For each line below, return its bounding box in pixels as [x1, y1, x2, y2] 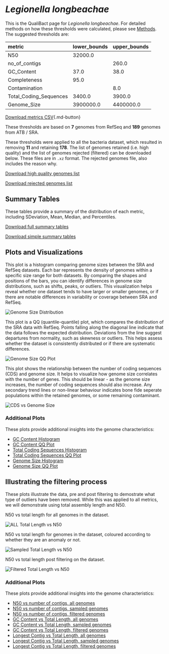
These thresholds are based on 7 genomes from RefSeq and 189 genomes [5, 124, 161, 130]
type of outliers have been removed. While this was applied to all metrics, [5, 496, 158, 503]
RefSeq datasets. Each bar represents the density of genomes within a [5, 267, 153, 273]
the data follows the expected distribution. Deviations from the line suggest [5, 329, 162, 335]
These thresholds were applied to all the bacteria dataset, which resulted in [5, 139, 162, 145]
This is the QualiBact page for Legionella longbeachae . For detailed [5, 20, 146, 26]
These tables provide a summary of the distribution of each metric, [5, 208, 145, 214]
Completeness [8, 76, 43, 83]
